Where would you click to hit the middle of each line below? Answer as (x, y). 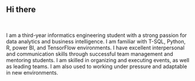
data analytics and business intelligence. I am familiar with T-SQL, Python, (96, 41)
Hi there (21, 10)
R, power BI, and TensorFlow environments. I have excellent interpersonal (95, 48)
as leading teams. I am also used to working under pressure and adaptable (97, 66)
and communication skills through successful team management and (90, 54)
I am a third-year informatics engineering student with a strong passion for (97, 35)
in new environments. (32, 72)
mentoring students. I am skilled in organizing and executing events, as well (98, 60)
